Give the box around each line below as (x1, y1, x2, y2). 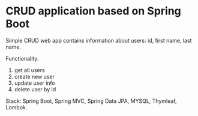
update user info (14, 79, 55, 87)
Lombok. (5, 103, 28, 111)
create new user (14, 73, 55, 80)
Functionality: (5, 55, 40, 62)
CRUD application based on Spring (5, 4, 181, 18)
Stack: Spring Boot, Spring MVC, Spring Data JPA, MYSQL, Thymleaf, (5, 97, 177, 105)
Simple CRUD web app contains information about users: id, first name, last (5, 37, 192, 44)
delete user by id (14, 85, 56, 93)
